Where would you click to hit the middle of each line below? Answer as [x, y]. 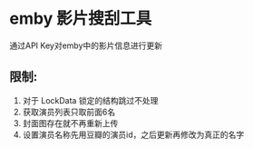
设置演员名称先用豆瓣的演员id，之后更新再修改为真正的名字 [133, 134]
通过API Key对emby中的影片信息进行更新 [86, 45]
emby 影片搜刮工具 [81, 19]
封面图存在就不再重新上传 [70, 123]
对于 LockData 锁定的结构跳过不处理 [90, 100]
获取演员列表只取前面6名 [69, 112]
